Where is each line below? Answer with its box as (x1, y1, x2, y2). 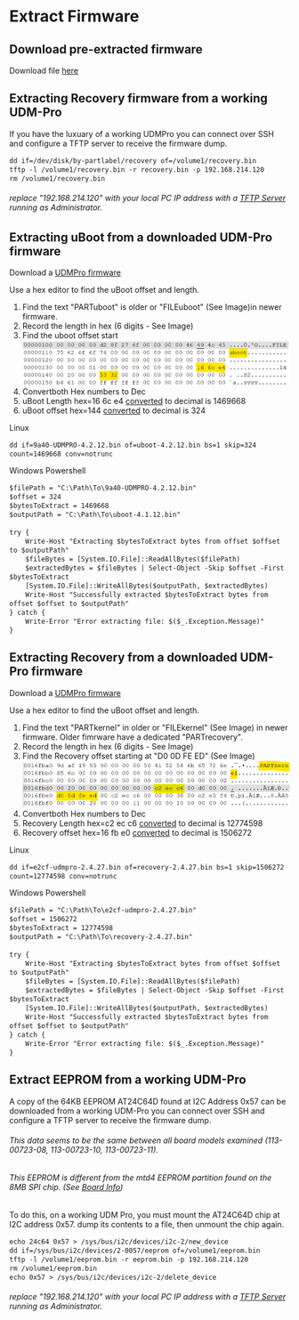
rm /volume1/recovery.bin (9, 174, 105, 183)
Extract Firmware (9, 6, 140, 27)
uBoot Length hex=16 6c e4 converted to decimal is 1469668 (21, 396, 246, 407)
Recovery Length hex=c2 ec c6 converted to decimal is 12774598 (21, 818, 263, 829)
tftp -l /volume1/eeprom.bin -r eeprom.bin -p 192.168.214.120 (9, 1255, 249, 1264)
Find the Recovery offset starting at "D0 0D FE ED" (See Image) (21, 750, 255, 761)
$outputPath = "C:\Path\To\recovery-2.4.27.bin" (9, 933, 193, 942)
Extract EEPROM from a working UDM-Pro (9, 1073, 246, 1088)
